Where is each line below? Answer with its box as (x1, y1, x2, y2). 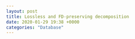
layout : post (6, 8, 38, 14)
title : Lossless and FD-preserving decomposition (6, 14, 130, 19)
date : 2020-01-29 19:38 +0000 (6, 19, 80, 25)
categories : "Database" (6, 24, 64, 30)
